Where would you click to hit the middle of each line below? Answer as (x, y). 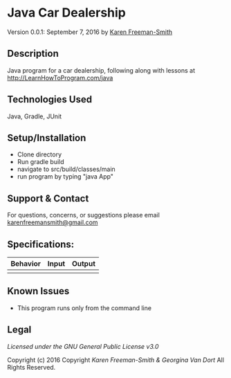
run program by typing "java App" (65, 177)
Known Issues (38, 291)
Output (83, 263)
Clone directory (39, 154)
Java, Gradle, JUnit (35, 116)
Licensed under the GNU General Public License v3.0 (83, 346)
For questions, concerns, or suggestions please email (84, 215)
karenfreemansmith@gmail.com (53, 222)
